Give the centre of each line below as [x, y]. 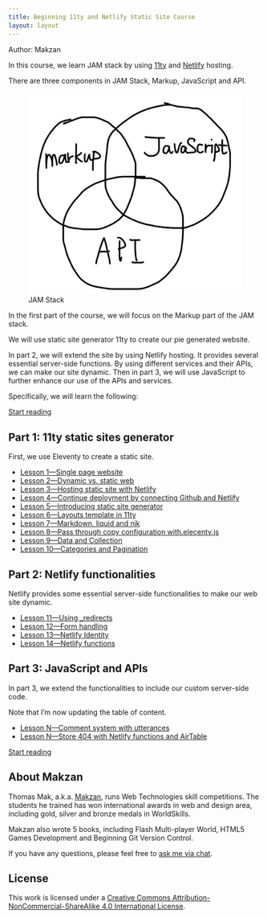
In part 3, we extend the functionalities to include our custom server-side [129, 688]
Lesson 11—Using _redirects [66, 618]
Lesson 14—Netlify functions [67, 643]
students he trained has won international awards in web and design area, [130, 805]
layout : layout [34, 25]
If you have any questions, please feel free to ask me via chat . [111, 853]
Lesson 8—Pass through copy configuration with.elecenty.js [119, 532]
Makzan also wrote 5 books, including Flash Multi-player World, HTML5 [126, 829]
